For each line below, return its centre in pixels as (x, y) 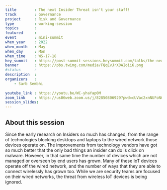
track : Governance (33, 14)
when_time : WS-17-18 (31, 56)
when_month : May (25, 47)
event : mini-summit (34, 38)
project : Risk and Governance (43, 19)
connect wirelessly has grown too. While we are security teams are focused (83, 171)
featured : (21, 33)
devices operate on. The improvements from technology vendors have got (81, 145)
